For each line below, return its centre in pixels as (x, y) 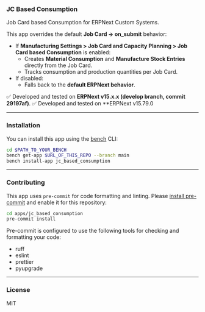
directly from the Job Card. (58, 65)
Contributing (26, 183)
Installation (23, 126)
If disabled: (29, 79)
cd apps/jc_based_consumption (45, 213)
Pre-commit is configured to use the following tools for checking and (93, 231)
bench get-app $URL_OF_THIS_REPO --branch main (68, 155)
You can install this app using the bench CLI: (62, 138)
